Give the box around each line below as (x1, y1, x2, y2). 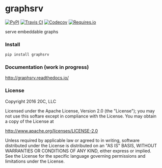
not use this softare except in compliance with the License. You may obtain (5, 113, 157, 119)
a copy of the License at (5, 118, 54, 124)
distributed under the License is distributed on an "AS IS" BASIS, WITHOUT (5, 142, 157, 148)
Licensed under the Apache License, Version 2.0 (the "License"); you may (5, 108, 155, 113)
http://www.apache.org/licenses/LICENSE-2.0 (5, 128, 98, 134)
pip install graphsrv (5, 52, 50, 57)
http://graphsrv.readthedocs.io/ (5, 75, 69, 81)
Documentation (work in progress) (5, 64, 89, 71)
